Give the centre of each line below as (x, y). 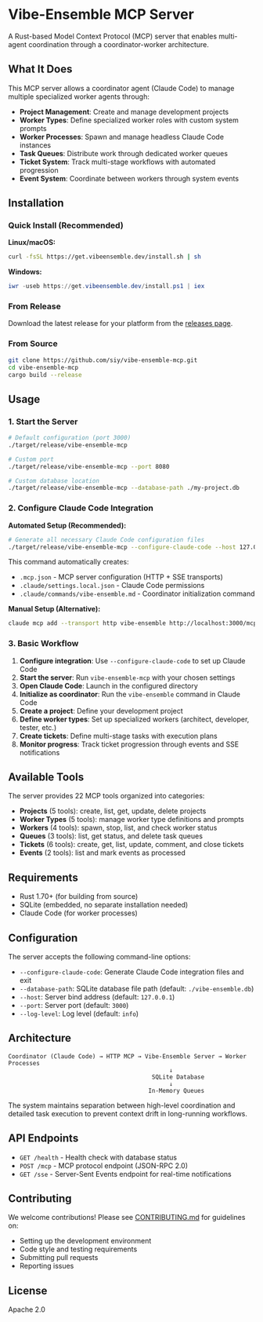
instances (35, 145)
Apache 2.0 (27, 1309)
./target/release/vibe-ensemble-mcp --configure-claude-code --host (122, 547)
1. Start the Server (43, 422)
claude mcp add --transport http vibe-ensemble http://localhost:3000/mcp (133, 623)
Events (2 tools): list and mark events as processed (103, 853)
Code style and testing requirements (78, 1249)
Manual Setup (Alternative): (54, 609)
